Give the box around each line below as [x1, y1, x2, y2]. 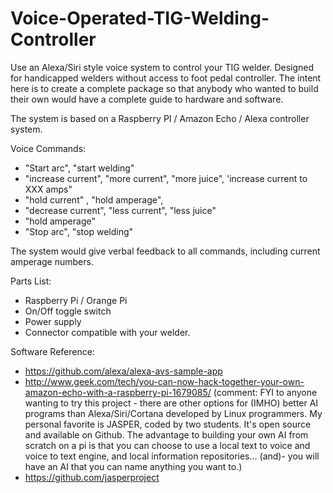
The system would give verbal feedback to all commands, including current [10, 245, 321, 257]
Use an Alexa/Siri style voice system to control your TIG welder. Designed [10, 61, 315, 73]
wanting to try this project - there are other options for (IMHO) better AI [24, 397, 319, 409]
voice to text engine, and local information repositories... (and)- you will [24, 450, 320, 462]
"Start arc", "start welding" [24, 162, 135, 174]
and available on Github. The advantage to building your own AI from [24, 428, 309, 441]
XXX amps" [24, 183, 73, 195]
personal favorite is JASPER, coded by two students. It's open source [24, 418, 312, 430]
